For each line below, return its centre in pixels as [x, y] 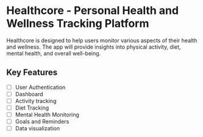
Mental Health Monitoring [47, 114]
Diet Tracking [32, 108]
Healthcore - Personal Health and [92, 11]
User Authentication [40, 87]
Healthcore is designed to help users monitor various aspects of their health [102, 40]
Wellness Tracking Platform [78, 23]
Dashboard [29, 94]
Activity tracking [36, 100]
